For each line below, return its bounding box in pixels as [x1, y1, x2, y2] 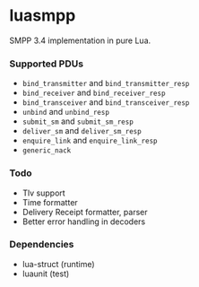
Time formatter [22, 196, 78, 207]
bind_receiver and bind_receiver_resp [22, 87, 166, 99]
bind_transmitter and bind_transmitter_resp [22, 78, 190, 89]
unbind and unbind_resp [22, 107, 110, 117]
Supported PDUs [9, 57, 83, 70]
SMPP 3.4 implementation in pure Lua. [9, 35, 151, 46]
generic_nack [22, 146, 72, 155]
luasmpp [9, 5, 76, 26]
